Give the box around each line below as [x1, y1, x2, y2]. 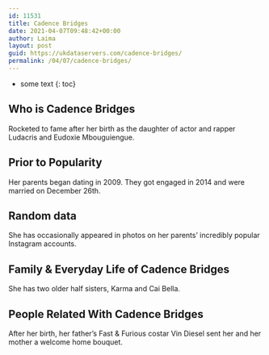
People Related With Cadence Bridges [8, 307, 204, 321]
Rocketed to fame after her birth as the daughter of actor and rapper [8, 123, 236, 133]
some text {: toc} [19, 78, 77, 89]
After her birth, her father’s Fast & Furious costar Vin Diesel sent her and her [8, 328, 262, 338]
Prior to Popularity [8, 156, 103, 169]
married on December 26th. [8, 186, 101, 195]
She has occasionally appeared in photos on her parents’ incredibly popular [8, 231, 260, 240]
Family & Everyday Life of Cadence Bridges [8, 262, 230, 276]
